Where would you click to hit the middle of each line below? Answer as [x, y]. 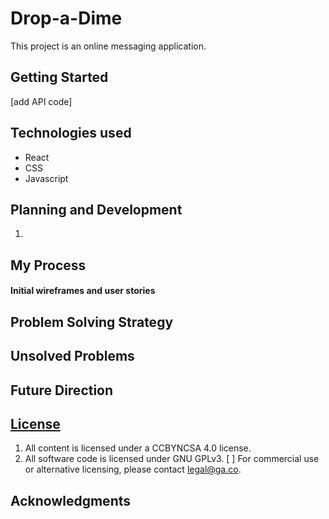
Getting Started [59, 77]
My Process [48, 265]
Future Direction [62, 390]
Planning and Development [96, 209]
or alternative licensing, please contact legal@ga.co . [133, 469]
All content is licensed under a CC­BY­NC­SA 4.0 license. [138, 448]
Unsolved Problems [72, 356]
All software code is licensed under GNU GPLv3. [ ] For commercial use [172, 459]
